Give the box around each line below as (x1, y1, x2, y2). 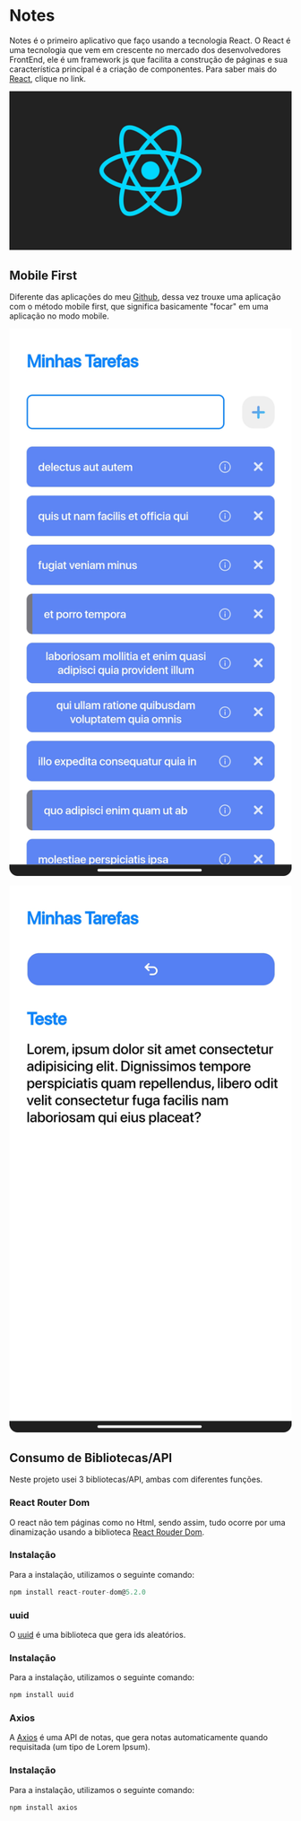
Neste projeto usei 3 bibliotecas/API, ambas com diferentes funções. (9, 1474, 263, 1485)
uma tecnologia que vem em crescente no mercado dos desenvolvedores (9, 44, 281, 55)
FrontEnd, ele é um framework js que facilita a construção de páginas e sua (9, 54, 288, 65)
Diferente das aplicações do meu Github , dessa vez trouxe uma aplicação (9, 292, 281, 302)
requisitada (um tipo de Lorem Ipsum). (9, 1742, 150, 1753)
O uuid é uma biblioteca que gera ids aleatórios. (9, 1630, 186, 1641)
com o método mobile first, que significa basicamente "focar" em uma (9, 302, 269, 312)
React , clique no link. (9, 73, 87, 83)
